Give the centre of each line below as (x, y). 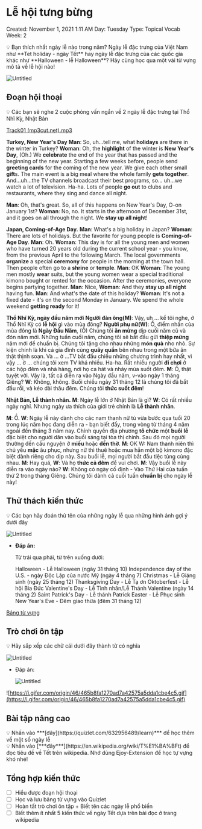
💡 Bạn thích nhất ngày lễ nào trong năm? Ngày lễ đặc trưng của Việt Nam (97, 47)
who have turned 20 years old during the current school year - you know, (97, 248)
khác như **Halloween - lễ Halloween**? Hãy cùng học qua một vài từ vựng (101, 60)
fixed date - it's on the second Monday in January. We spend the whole (95, 299)
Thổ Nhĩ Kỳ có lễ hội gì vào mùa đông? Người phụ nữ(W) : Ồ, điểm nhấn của (100, 324)
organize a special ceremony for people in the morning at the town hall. (96, 261)
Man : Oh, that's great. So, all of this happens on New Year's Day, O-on (94, 205)
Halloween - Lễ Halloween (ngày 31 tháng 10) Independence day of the (103, 569)
